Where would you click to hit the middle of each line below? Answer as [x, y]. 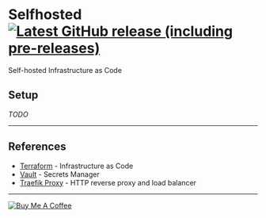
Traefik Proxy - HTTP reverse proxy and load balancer [108, 182]
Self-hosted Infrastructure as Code [65, 70]
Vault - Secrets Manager [60, 174]
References [37, 147]
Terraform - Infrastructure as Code [76, 166]
